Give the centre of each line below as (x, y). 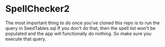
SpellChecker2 (38, 9)
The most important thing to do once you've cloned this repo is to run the (82, 23)
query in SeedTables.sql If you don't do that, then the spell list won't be (80, 28)
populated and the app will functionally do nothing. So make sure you (78, 33)
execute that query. (26, 39)
